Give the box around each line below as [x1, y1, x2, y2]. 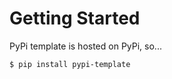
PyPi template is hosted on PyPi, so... [9, 40, 162, 52]
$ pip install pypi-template [9, 59, 131, 69]
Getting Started [9, 7, 141, 30]
